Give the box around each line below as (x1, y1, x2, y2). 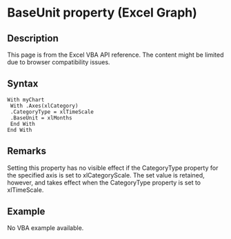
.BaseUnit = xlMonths (10, 114, 72, 122)
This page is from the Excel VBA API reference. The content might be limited (7, 50, 224, 59)
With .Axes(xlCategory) (10, 102, 79, 109)
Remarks (7, 145, 47, 157)
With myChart (7, 96, 45, 103)
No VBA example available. (7, 224, 84, 232)
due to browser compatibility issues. (7, 58, 110, 66)
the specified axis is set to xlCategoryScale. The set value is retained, (7, 171, 205, 179)
